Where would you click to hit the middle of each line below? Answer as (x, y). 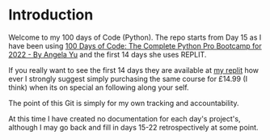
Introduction (51, 15)
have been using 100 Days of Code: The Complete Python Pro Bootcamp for (135, 45)
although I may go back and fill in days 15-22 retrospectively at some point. (133, 127)
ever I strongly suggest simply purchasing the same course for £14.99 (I (128, 78)
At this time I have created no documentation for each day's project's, (124, 118)
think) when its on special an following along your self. (99, 87)
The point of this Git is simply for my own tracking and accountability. (124, 103)
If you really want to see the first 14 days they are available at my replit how (134, 70)
